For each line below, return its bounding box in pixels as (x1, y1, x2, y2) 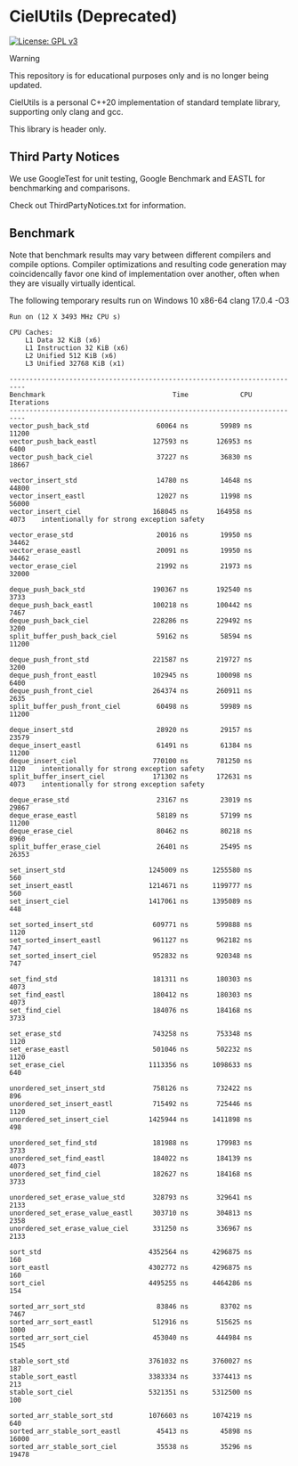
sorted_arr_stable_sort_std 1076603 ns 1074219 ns (9, 1411, 253, 1420)
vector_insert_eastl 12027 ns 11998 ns (9, 492, 253, 501)
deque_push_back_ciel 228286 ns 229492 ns (9, 616, 253, 625)
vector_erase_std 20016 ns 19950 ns (9, 530, 253, 540)
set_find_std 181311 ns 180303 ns (9, 974, 253, 983)
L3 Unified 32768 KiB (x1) (25, 359, 125, 368)
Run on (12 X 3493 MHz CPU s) (9, 312, 122, 322)
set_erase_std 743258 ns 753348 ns (9, 1029, 253, 1038)
